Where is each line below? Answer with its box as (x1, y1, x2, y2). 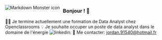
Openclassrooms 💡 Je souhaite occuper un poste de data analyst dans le (5, 24, 155, 30)
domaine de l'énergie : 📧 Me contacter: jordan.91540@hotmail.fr (5, 30, 157, 36)
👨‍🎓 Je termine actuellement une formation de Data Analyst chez (5, 19, 136, 25)
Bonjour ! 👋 (62, 7, 90, 14)
